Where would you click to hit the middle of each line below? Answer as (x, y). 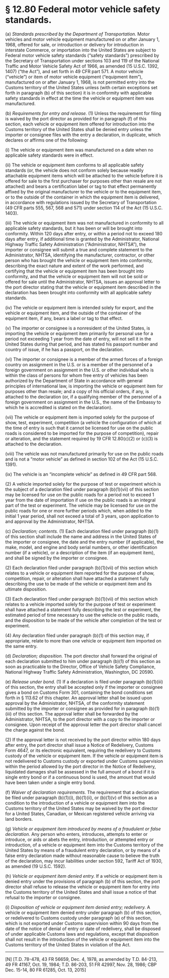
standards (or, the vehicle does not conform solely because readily (74, 170)
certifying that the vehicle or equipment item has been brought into (75, 271)
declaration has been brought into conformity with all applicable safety (78, 292)
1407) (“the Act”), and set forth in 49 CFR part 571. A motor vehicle (74, 71)
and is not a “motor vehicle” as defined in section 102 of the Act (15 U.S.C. (82, 459)
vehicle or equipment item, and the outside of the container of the (73, 313)
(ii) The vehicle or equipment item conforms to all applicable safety (75, 165)
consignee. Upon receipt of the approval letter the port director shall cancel (83, 725)
